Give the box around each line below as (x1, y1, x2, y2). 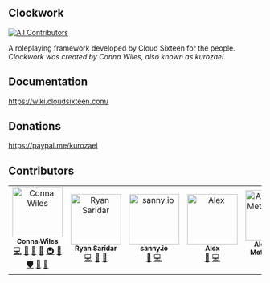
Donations (8, 119, 62, 133)
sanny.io (140, 244, 169, 253)
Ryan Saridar (75, 244, 117, 253)
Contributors (8, 164, 75, 177)
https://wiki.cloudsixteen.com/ (8, 96, 109, 106)
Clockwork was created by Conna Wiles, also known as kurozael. (8, 51, 227, 61)
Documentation (8, 75, 88, 89)
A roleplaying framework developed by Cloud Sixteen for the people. (8, 43, 235, 53)
